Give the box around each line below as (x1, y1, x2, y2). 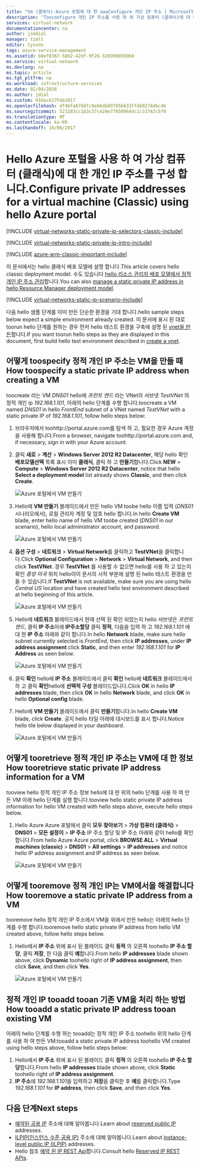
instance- (163, 1134, 187, 1141)
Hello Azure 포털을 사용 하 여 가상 (6, 152, 164, 166)
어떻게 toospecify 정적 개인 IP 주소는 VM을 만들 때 (6, 356, 183, 366)
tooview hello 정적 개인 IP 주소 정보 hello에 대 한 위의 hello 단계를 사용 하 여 (6, 788, 183, 795)
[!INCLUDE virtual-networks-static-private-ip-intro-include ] (6, 239, 152, 246)
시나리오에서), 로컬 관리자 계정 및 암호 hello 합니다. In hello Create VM (14, 510, 180, 517)
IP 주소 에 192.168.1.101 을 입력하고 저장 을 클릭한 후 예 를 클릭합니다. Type (14, 1078, 180, 1085)
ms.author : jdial (6, 92, 49, 98)
